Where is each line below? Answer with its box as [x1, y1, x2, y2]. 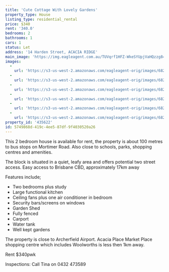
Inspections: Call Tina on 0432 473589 [5, 261, 87, 267]
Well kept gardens [12, 226, 50, 232]
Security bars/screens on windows [12, 199, 85, 206]
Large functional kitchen [12, 189, 63, 195]
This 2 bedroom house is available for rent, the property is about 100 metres [5, 138, 163, 144]
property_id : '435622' [5, 119, 53, 125]
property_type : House [5, 12, 51, 17]
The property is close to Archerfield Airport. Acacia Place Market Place [5, 236, 152, 242]
